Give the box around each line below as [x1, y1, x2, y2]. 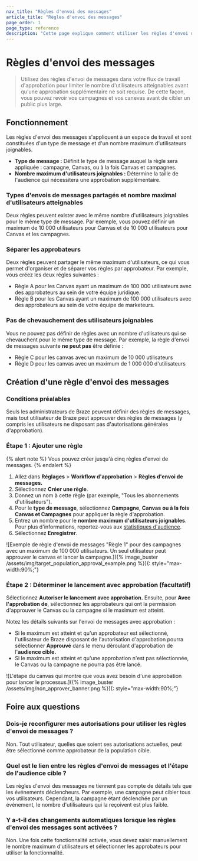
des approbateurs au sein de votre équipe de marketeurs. [14, 302, 155, 309]
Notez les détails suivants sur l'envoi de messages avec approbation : [6, 618, 176, 625]
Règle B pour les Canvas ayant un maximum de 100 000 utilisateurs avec [14, 295, 192, 302]
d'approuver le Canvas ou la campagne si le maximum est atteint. [6, 606, 165, 614]
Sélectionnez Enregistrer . [14, 529, 78, 536]
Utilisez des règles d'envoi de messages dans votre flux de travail [20, 76, 180, 83]
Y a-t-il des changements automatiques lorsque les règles [6, 816, 176, 824]
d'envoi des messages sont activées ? [6, 823, 118, 831]
